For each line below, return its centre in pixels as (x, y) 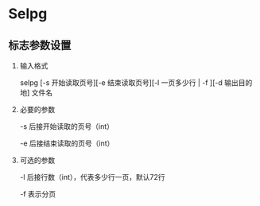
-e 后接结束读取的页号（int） (67, 143)
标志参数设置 (40, 45)
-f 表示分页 (38, 194)
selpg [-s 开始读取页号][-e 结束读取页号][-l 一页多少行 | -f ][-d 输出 (129, 83)
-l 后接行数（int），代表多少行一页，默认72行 (92, 177)
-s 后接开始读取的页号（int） (66, 126)
